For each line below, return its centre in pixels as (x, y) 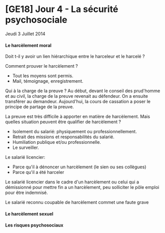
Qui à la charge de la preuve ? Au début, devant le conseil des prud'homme (83, 91)
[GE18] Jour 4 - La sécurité (62, 9)
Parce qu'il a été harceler (38, 172)
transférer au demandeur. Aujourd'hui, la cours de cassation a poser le (78, 102)
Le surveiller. (25, 148)
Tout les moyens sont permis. (43, 76)
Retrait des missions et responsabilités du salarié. (63, 137)
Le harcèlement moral (28, 45)
